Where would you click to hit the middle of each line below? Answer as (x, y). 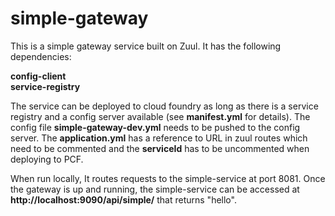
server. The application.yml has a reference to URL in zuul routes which (159, 138)
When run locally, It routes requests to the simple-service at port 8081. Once (168, 178)
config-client (38, 76)
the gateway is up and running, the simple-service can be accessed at (155, 189)
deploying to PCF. (47, 159)
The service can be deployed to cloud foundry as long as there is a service (164, 106)
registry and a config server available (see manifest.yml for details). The (160, 116)
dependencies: (41, 56)
